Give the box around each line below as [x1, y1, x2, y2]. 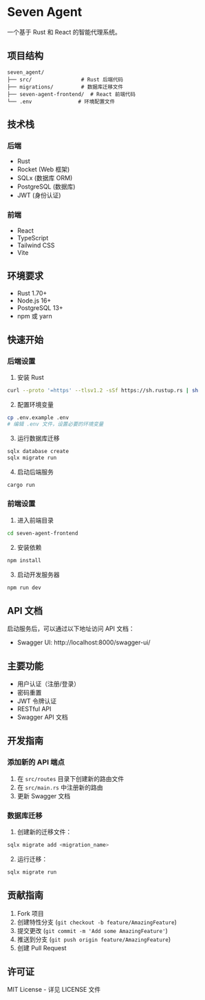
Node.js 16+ [17, 296, 52, 305]
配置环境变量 [17, 401, 54, 409]
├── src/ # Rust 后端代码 [7, 76, 124, 83]
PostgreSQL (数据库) [17, 182, 76, 191]
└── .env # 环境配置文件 [7, 98, 116, 105]
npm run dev [7, 584, 41, 591]
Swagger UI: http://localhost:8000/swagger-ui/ [17, 638, 151, 646]
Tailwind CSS [17, 241, 55, 249]
